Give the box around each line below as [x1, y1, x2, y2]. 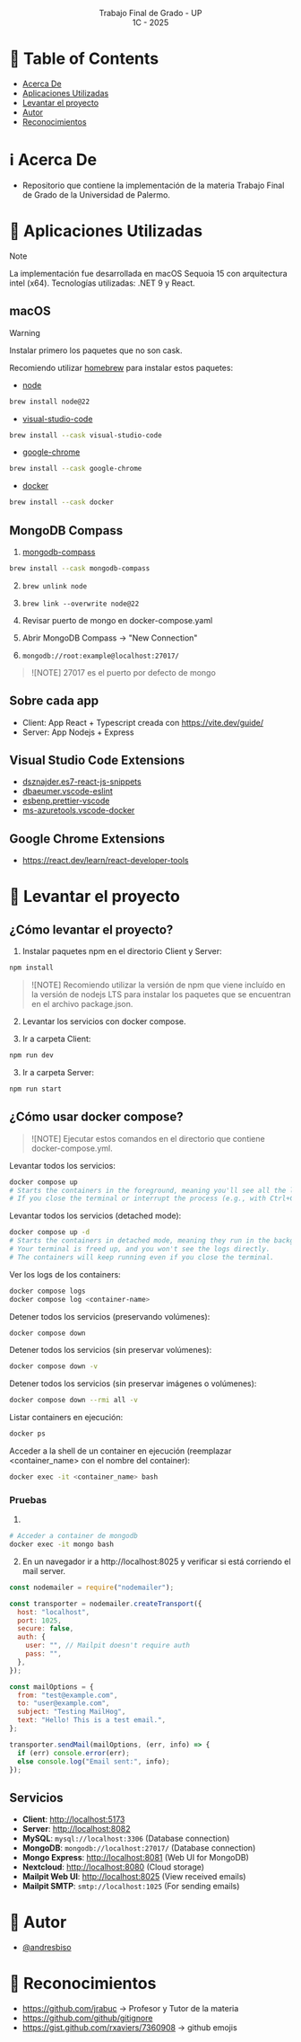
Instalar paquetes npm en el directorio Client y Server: [21, 946, 222, 957]
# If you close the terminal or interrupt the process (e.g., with [9, 1194, 267, 1203]
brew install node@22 [9, 397, 90, 406]
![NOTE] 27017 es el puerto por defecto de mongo [30, 667, 217, 677]
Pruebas [9, 1493, 47, 1506]
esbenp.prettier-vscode [21, 795, 110, 807]
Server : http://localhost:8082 [21, 1824, 132, 1834]
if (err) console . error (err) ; [17, 1748, 130, 1757]
